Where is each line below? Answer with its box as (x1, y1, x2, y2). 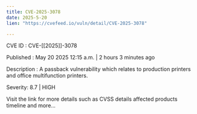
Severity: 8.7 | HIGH (6, 84, 56, 91)
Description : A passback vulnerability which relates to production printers (6, 65, 192, 73)
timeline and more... (6, 102, 56, 109)
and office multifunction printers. (6, 72, 88, 79)
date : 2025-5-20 (6, 15, 47, 21)
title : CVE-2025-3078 (6, 8, 61, 15)
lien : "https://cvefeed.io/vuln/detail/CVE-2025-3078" (6, 20, 147, 26)
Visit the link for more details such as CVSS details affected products (6, 95, 178, 103)
